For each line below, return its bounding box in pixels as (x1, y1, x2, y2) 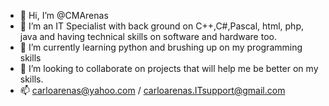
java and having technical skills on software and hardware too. (19, 31, 277, 42)
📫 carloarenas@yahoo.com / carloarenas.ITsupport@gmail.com (19, 85, 286, 96)
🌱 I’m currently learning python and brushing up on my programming (19, 41, 303, 53)
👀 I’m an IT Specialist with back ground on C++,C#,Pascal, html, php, (19, 20, 304, 32)
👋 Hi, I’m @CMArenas (19, 10, 109, 21)
